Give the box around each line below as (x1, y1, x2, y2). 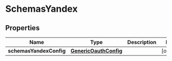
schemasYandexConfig (8, 47, 66, 54)
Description (127, 39, 157, 46)
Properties (5, 24, 40, 32)
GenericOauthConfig (71, 47, 123, 54)
